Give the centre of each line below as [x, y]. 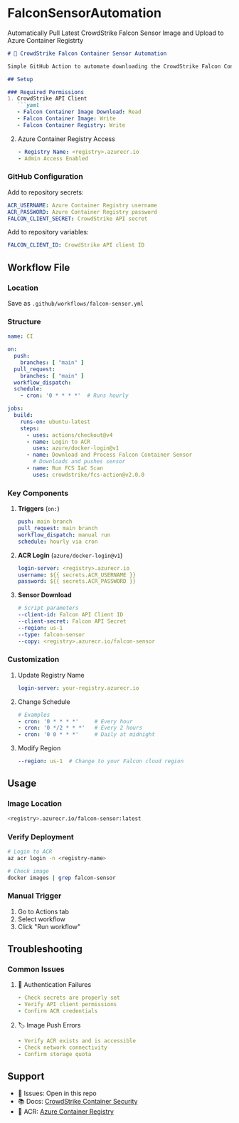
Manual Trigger [34, 896]
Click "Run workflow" [49, 926]
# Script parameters [48, 608]
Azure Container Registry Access [66, 139]
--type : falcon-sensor [51, 635]
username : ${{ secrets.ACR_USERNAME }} [77, 575]
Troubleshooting [45, 949]
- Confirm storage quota [54, 1054]
